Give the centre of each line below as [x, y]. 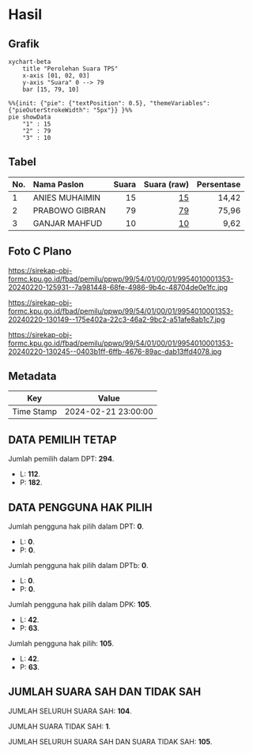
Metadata [32, 376]
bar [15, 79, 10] [51, 89]
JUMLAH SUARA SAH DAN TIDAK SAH [105, 692]
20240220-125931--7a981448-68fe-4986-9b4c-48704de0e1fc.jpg [118, 287]
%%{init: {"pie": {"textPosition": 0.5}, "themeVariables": [110, 104]
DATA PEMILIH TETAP [62, 440]
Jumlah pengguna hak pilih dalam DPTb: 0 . [78, 566]
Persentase [219, 184]
